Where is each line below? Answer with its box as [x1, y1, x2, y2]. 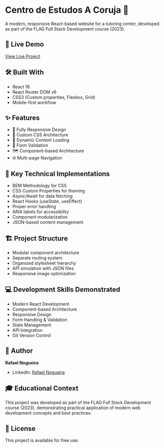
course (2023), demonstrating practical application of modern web [5, 405, 141, 411]
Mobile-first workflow [12, 99, 57, 105]
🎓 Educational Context [5, 384, 79, 393]
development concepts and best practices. [5, 410, 92, 416]
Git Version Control [12, 332, 51, 338]
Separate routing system [12, 255, 63, 260]
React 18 [12, 84, 30, 90]
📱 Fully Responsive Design [12, 127, 66, 132]
